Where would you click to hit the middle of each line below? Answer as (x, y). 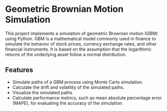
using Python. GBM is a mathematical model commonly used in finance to (81, 39)
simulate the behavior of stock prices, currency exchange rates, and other (81, 44)
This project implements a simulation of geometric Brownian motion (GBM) (82, 33)
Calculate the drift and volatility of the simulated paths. (68, 87)
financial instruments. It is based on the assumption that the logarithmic (78, 49)
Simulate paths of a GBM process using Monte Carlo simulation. (78, 82)
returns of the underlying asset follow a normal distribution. (66, 54)
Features (19, 70)
